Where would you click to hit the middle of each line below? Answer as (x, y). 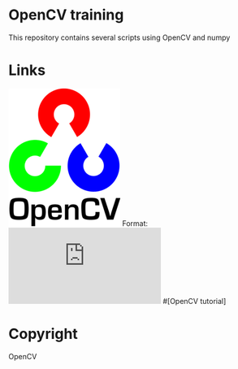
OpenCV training (66, 15)
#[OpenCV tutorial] (194, 301)
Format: (135, 223)
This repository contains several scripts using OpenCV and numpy (119, 37)
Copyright (43, 334)
